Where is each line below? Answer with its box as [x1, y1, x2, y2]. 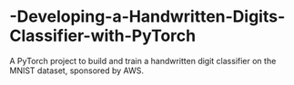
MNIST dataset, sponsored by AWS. [9, 65, 144, 76]
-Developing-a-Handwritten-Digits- [9, 6, 286, 27]
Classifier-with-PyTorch [9, 25, 197, 46]
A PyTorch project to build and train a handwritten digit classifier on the [9, 55, 277, 66]
